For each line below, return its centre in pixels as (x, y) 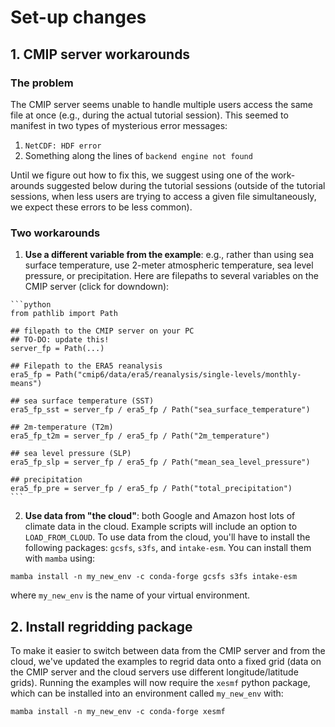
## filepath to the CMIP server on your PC (102, 331)
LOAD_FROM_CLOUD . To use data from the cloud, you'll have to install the (167, 537)
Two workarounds (55, 233)
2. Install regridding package (101, 626)
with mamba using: (60, 558)
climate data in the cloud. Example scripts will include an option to (161, 527)
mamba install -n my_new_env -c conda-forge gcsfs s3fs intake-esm (154, 577)
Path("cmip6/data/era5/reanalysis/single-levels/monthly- (178, 375)
